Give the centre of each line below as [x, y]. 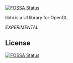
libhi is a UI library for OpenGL [36, 17]
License [18, 43]
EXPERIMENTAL [22, 27]
